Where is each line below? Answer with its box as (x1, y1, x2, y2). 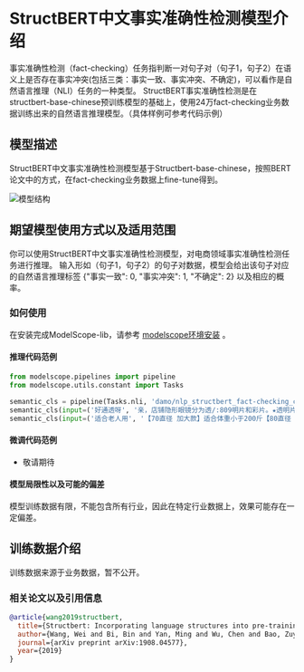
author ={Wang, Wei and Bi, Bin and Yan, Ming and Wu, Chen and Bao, (17, 629, 281, 638)
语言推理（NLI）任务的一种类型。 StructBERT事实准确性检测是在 (16, 85, 258, 96)
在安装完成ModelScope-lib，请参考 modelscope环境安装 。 (9, 329, 231, 340)
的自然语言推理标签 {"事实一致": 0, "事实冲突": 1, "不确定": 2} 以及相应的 (9, 271, 277, 282)
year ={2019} (17, 647, 63, 656)
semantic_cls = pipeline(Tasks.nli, (9, 397, 147, 406)
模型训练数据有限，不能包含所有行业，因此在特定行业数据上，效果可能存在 (9, 500, 287, 512)
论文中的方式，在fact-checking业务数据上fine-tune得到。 (9, 174, 223, 185)
